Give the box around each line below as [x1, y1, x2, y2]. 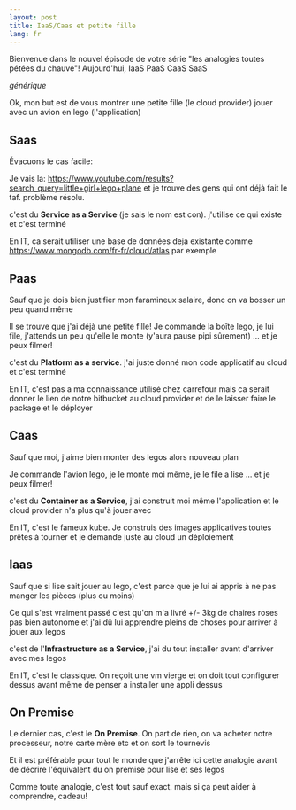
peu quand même [9, 304, 73, 315]
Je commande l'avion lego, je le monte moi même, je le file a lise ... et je [9, 469, 271, 479]
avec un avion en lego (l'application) [9, 107, 141, 118]
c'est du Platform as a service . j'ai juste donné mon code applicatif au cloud [9, 357, 288, 368]
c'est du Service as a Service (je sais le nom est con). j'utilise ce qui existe [9, 209, 283, 220]
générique [9, 81, 47, 91]
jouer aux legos [9, 626, 66, 636]
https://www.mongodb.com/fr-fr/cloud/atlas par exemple [9, 245, 217, 256]
